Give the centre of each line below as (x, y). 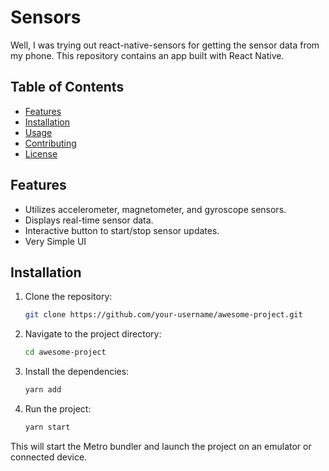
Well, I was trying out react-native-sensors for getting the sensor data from (165, 45)
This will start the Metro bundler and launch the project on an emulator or (161, 446)
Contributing (50, 143)
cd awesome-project (65, 352)
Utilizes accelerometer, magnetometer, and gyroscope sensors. (155, 209)
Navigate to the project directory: (93, 334)
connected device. (49, 457)
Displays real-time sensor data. (89, 220)
